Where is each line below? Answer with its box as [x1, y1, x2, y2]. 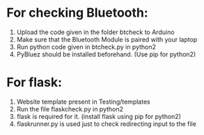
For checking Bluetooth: [6, 5, 149, 21]
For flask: [6, 74, 63, 90]
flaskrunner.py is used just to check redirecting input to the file [16, 120, 196, 128]
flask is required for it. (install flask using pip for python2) [16, 112, 182, 120]
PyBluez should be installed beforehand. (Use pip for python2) [16, 50, 196, 58]
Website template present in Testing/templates [16, 97, 150, 106]
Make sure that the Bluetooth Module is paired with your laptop [16, 35, 198, 43]
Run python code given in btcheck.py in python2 [16, 42, 157, 51]
